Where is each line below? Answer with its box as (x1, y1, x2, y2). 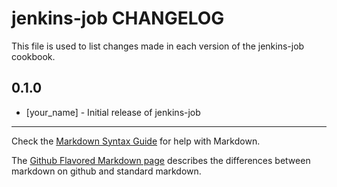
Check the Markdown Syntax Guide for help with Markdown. (11, 135, 261, 147)
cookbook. (11, 50, 56, 62)
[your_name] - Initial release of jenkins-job (25, 106, 201, 118)
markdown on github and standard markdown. (11, 165, 202, 177)
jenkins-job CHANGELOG (11, 7, 225, 30)
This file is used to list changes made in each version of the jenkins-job (11, 40, 305, 52)
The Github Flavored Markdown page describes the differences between (11, 154, 311, 166)
